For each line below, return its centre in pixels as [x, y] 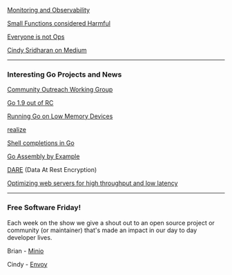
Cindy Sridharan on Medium [47, 50]
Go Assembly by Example [43, 157]
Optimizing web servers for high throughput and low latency [93, 183]
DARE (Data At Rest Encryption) [52, 170]
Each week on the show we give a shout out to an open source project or [111, 222]
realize [17, 130]
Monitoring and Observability [49, 10]
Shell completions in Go [41, 143]
